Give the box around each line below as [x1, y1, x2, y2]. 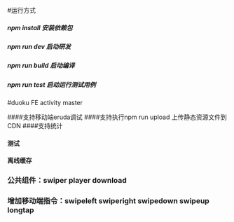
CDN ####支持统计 [7, 122, 63, 130]
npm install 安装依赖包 [7, 23, 73, 32]
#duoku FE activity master [7, 99, 83, 107]
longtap [7, 205, 34, 215]
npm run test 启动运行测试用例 [7, 80, 96, 89]
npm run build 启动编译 [7, 62, 75, 70]
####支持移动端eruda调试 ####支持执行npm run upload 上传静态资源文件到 [7, 113, 227, 121]
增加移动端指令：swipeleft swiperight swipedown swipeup [7, 196, 210, 206]
